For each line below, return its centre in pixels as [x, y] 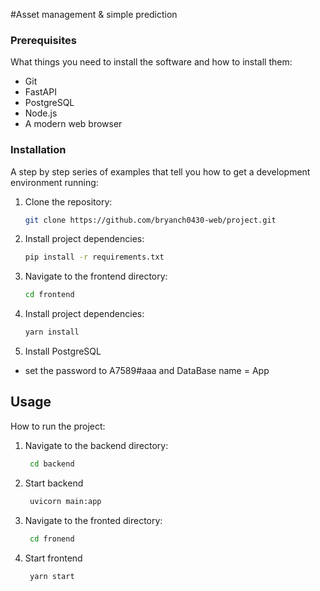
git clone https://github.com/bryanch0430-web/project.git [150, 220]
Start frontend [53, 558]
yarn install [52, 332]
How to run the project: [58, 426]
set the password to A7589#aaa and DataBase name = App [147, 371]
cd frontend [49, 295]
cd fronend [52, 539]
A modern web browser [73, 124]
